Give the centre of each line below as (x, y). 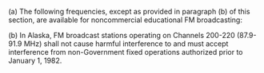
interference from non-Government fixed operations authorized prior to (126, 52)
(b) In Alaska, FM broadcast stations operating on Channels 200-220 (122, 35)
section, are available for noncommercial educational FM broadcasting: (125, 20)
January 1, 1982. (35, 60)
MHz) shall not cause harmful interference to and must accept (126, 44)
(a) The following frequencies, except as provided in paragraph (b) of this (129, 12)
